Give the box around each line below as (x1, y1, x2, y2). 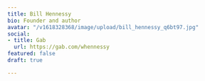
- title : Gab (7, 37, 46, 44)
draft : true (7, 57, 43, 64)
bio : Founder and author (7, 17, 81, 24)
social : (7, 30, 31, 38)
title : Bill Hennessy (7, 10, 72, 18)
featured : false (7, 50, 56, 58)
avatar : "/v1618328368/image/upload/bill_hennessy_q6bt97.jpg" (7, 23, 199, 31)
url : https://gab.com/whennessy (14, 43, 110, 50)
